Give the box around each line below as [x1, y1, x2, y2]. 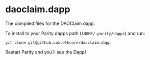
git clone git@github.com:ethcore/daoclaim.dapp [5, 40, 111, 45]
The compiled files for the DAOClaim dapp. [5, 20, 95, 26]
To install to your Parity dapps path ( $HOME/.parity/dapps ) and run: [5, 30, 145, 36]
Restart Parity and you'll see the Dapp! [5, 49, 86, 55]
